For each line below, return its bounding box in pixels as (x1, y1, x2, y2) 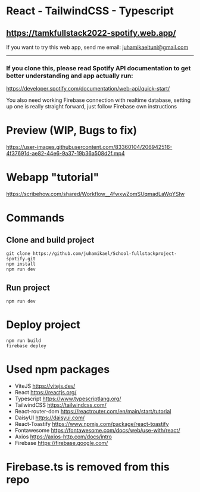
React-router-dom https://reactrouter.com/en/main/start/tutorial (14, 407, 171, 415)
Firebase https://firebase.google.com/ (14, 439, 108, 446)
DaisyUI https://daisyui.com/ (14, 414, 85, 421)
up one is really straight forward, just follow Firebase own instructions (6, 103, 177, 110)
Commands (6, 211, 65, 225)
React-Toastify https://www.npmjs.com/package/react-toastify (14, 420, 169, 427)
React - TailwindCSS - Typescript (6, 4, 174, 18)
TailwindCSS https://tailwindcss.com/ (14, 401, 107, 409)
